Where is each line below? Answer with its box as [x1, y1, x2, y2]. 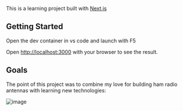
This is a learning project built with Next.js [6, 5, 107, 12]
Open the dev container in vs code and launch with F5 [6, 37, 136, 44]
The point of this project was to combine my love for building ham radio [6, 81, 178, 88]
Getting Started [6, 22, 64, 31]
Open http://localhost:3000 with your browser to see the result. [6, 48, 159, 55]
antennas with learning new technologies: [6, 87, 107, 94]
